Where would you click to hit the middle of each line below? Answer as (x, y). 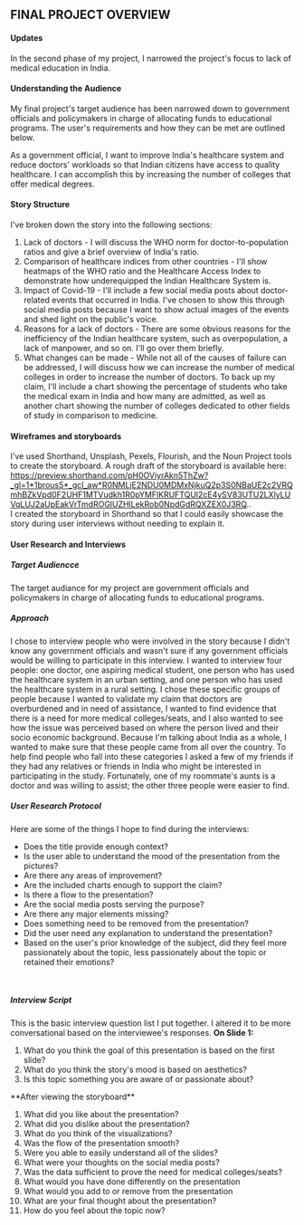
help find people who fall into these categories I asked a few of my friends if (152, 756)
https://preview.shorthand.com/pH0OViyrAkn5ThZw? (109, 475)
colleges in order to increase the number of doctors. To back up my (149, 377)
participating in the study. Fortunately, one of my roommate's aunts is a (143, 775)
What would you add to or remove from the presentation (128, 1191)
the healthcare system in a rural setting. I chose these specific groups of (145, 689)
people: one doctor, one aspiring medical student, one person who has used (152, 670)
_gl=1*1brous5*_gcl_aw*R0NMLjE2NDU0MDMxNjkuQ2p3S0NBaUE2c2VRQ (152, 485)
